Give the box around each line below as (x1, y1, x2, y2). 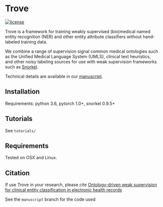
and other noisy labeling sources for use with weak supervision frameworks (5, 59, 157, 64)
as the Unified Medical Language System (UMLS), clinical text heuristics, (5, 53, 151, 59)
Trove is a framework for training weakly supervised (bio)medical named (5, 28, 151, 34)
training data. (21, 39, 48, 44)
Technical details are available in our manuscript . (5, 73, 103, 79)
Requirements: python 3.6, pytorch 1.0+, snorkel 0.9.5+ (5, 101, 115, 106)
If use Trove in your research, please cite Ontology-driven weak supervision (5, 182, 157, 188)
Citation (5, 169, 30, 177)
